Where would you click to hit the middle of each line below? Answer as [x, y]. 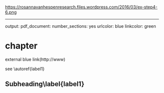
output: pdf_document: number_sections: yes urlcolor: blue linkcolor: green [81, 26]
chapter [21, 46]
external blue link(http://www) [35, 59]
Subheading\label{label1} [45, 84]
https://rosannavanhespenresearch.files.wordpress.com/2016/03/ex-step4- [81, 7]
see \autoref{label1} [25, 69]
